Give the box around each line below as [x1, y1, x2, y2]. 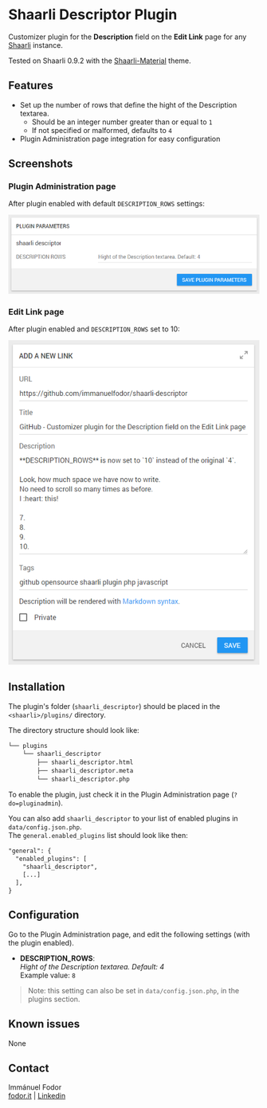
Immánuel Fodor [8, 1083, 62, 1092]
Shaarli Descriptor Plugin [8, 6, 178, 24]
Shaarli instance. [8, 40, 64, 49]
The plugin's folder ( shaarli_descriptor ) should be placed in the [8, 701, 221, 711]
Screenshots [8, 157, 73, 170]
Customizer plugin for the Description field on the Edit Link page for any [8, 32, 247, 41]
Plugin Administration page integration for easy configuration [19, 134, 221, 143]
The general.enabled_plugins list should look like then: [8, 830, 189, 840]
